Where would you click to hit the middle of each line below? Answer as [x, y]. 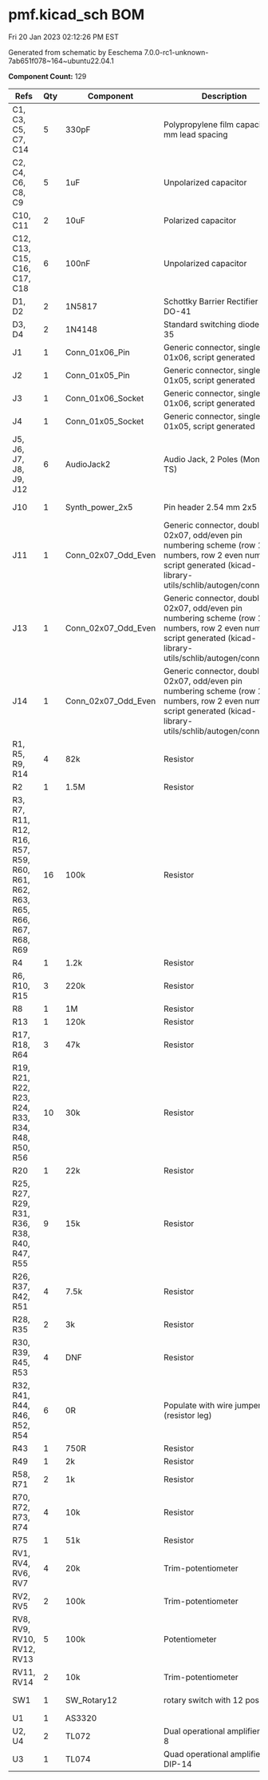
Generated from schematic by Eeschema [75, 52]
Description [224, 96]
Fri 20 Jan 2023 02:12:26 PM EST [64, 37]
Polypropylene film [198, 124]
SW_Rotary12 [91, 1700]
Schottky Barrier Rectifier [211, 301]
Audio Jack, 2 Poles [201, 459]
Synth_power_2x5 [99, 507]
